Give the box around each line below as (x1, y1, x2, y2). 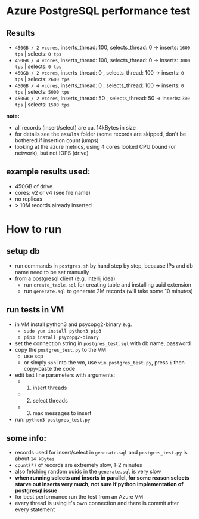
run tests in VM (6, 305, 64, 315)
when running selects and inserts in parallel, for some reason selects (14, 474, 189, 481)
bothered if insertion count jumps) (14, 137, 99, 144)
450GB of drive (14, 182, 53, 189)
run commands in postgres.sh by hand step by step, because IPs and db (14, 262, 194, 269)
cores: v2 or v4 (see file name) (14, 189, 91, 196)
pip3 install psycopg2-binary (23, 334, 99, 340)
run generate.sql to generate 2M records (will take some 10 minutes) (23, 287, 194, 294)
